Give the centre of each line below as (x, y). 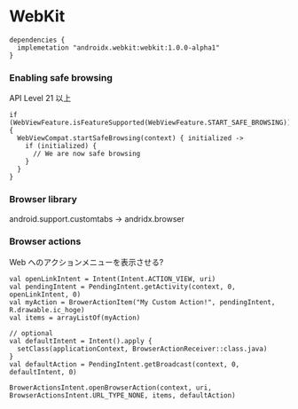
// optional (31, 333)
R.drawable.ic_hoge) (47, 310)
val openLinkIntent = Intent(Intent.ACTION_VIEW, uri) (113, 279)
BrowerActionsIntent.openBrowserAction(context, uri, (111, 388)
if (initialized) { (61, 146)
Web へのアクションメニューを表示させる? (86, 262)
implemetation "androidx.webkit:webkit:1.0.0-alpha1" (118, 47)
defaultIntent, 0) (43, 372)
